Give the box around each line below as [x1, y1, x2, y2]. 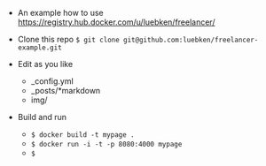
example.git [17, 43, 62, 52]
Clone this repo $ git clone [17, 34, 120, 44]
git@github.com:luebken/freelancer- [122, 35, 259, 44]
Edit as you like [17, 59, 74, 69]
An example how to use [17, 8, 104, 18]
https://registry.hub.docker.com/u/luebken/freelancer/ [17, 17, 215, 27]
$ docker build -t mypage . [30, 131, 135, 140]
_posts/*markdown [30, 86, 101, 95]
